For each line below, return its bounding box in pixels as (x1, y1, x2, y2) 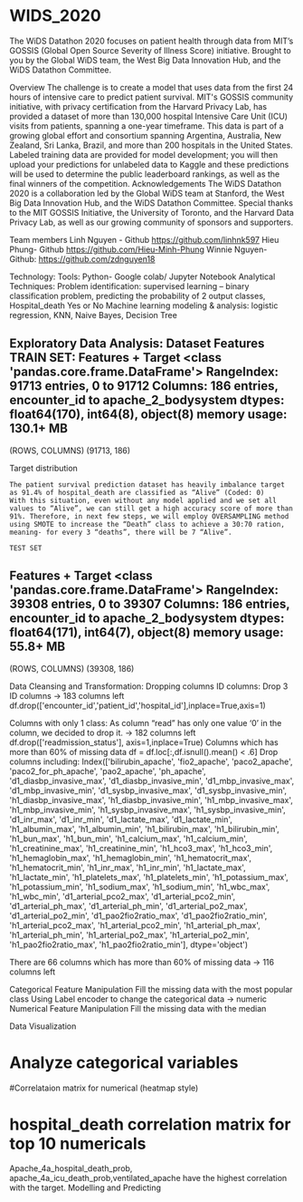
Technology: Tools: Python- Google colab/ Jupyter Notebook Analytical (9, 271, 276, 282)
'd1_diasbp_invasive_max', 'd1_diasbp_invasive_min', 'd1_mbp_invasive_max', (9, 775, 295, 786)
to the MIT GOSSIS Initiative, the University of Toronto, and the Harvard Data (9, 207, 294, 218)
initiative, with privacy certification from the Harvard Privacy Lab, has (9, 101, 268, 111)
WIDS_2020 (9, 5, 101, 26)
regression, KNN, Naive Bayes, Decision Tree (9, 309, 178, 320)
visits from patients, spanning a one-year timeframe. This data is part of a (9, 120, 284, 131)
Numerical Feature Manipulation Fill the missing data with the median (9, 1003, 267, 1013)
